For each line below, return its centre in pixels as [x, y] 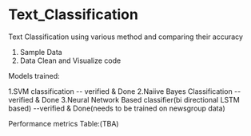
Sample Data [41, 52]
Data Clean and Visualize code [70, 60]
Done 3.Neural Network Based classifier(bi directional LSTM [140, 99]
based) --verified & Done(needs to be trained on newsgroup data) [117, 108]
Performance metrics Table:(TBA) [64, 123]
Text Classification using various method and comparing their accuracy [126, 37]
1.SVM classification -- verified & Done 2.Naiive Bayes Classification [121, 91]
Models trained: [34, 76]
